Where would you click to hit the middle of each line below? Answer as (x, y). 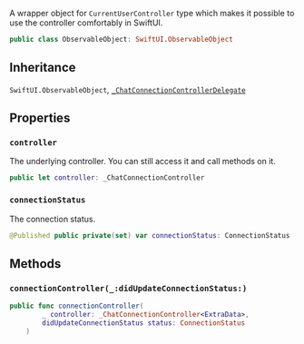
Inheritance (43, 68)
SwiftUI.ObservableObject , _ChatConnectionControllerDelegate (128, 89)
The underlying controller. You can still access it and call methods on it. (143, 162)
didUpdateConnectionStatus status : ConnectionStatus (144, 323)
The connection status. (53, 219)
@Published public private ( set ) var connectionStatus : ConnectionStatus (150, 235)
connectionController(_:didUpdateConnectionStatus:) (128, 288)
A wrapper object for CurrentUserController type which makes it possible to (152, 13)
